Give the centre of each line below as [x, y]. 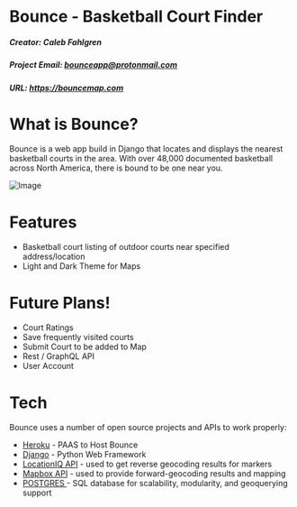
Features [43, 222]
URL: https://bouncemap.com [67, 88]
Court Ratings [48, 327]
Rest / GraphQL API [58, 356]
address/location [54, 257]
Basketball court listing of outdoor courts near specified [126, 247]
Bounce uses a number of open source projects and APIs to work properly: [148, 428]
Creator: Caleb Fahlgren [55, 41]
